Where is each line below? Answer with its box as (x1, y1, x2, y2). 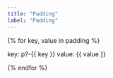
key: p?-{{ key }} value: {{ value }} (7, 50, 106, 58)
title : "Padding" (7, 10, 59, 18)
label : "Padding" (7, 17, 59, 24)
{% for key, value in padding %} (7, 36, 100, 44)
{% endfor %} (7, 63, 48, 72)
